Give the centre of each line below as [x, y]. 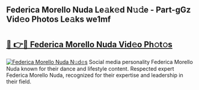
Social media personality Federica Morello [141, 62]
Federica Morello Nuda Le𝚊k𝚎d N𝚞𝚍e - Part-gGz [99, 10]
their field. [19, 82]
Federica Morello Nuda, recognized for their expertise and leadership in [95, 75]
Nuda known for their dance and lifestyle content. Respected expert [90, 69]
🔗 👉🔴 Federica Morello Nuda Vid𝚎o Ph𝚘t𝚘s [89, 44]
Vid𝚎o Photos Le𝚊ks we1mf [59, 20]
